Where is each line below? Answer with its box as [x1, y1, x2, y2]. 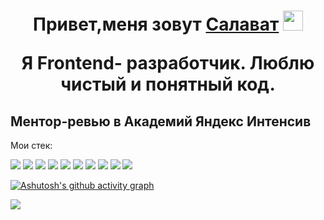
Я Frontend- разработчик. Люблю [21, 52, 315, 75]
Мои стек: [10, 140, 53, 151]
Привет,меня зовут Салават [33, 13, 280, 36]
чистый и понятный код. [60, 73, 276, 96]
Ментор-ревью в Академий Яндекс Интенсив [10, 113, 312, 130]
